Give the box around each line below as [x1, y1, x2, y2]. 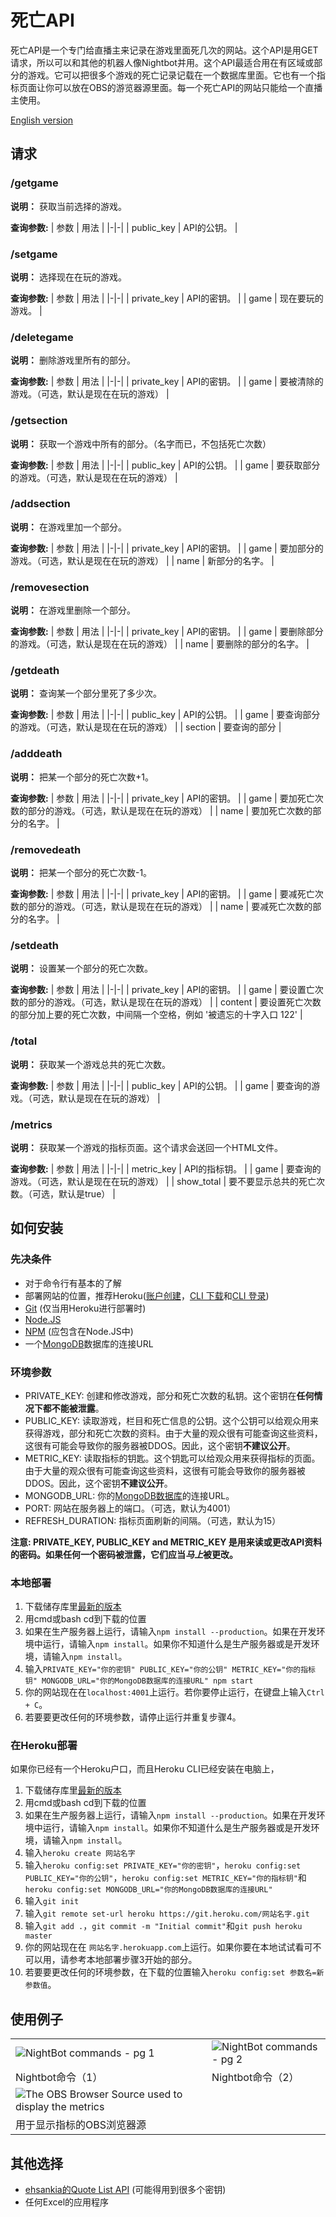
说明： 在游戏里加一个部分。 [10, 521, 127, 533]
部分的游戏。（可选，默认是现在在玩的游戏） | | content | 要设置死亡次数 [27, 996, 322, 1008]
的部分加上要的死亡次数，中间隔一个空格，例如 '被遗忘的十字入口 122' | [10, 1009, 303, 1021]
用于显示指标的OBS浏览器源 [15, 2118, 147, 2132]
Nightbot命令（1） [15, 2071, 103, 2085]
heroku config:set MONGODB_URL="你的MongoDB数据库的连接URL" [24, 1885, 273, 1895]
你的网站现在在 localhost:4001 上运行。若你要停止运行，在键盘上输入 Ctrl [24, 1686, 325, 1698]
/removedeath [10, 842, 82, 856]
